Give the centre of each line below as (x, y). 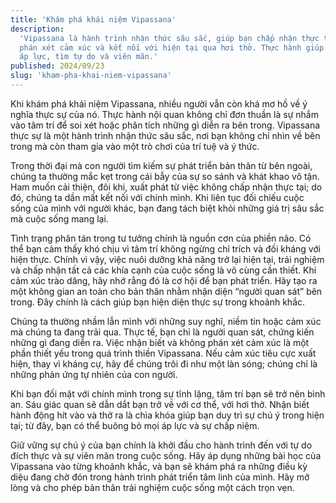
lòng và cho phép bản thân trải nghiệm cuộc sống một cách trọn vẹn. (152, 487)
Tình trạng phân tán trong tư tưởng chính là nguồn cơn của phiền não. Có (161, 238)
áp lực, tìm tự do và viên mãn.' (89, 57)
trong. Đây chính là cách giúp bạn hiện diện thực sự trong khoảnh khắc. (158, 302)
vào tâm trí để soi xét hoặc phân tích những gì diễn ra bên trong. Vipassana (165, 125)
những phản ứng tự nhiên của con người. (94, 374)
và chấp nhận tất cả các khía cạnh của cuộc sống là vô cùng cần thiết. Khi (163, 270)
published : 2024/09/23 (57, 66)
